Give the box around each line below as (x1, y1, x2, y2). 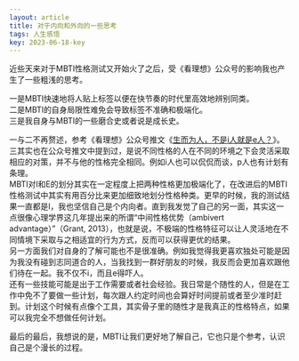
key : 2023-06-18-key (9, 37, 86, 47)
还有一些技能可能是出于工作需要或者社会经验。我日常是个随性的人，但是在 (9, 279, 282, 290)
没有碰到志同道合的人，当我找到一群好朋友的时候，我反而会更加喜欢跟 (24, 257, 282, 268)
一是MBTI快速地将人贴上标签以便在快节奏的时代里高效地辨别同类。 (9, 93, 255, 104)
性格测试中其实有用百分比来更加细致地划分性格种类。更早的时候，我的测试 (9, 190, 282, 201)
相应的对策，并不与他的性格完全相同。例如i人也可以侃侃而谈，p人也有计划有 (9, 156, 289, 167)
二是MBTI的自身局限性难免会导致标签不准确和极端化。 (9, 104, 207, 116)
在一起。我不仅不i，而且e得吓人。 (24, 268, 149, 278)
